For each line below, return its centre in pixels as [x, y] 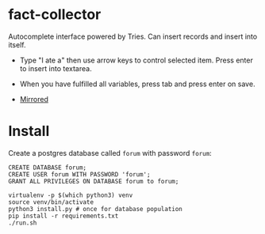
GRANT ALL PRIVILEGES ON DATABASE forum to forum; [94, 181]
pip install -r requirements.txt [63, 216]
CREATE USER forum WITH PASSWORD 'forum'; [79, 174]
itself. [17, 44]
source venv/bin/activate [51, 202]
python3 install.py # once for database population [95, 209]
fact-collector [55, 15]
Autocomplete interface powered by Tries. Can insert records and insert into [133, 36]
